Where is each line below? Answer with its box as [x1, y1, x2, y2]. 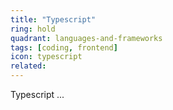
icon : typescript [10, 52, 83, 62]
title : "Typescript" [10, 14, 97, 25]
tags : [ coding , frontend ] [10, 42, 118, 53]
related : [10, 61, 47, 71]
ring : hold [10, 24, 56, 34]
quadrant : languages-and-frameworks [10, 33, 163, 43]
